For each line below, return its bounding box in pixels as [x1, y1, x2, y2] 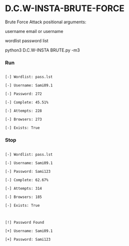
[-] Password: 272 [5, 92, 42, 97]
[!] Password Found [5, 220, 44, 225]
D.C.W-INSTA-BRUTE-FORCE [5, 3, 125, 14]
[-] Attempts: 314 [5, 186, 42, 191]
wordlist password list [5, 37, 49, 44]
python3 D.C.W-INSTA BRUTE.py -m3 [5, 47, 80, 53]
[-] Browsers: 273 [5, 117, 42, 122]
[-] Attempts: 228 [5, 109, 42, 114]
